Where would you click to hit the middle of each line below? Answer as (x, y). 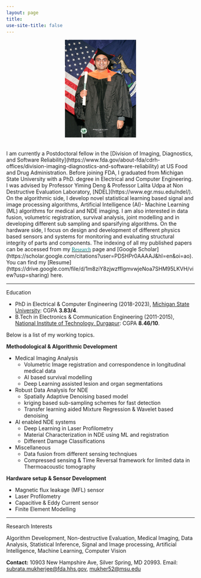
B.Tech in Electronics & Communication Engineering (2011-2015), (95, 317)
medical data (40, 371)
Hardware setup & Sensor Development (56, 478)
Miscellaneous (33, 448)
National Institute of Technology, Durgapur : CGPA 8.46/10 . (87, 323)
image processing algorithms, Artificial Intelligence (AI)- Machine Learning (98, 205)
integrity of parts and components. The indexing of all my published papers (99, 243)
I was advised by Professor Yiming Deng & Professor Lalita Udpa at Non (95, 186)
